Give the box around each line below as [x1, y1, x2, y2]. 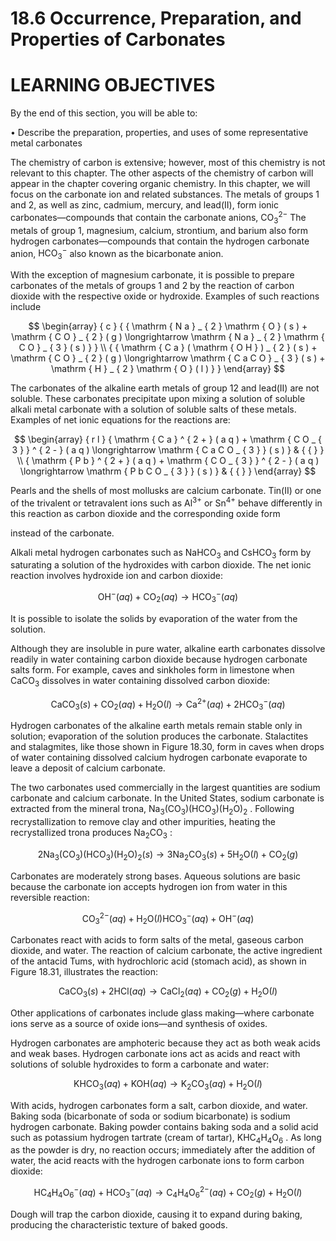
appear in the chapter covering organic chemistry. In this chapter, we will [10, 178, 311, 190]
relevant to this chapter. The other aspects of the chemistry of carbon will [10, 167, 314, 179]
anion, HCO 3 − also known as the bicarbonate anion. [10, 245, 224, 262]
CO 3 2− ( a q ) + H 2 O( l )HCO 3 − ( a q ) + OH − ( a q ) [81, 910, 255, 927]
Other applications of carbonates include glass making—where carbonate [10, 1007, 315, 1019]
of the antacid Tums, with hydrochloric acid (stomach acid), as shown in [10, 955, 307, 967]
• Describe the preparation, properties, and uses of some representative [10, 127, 309, 139]
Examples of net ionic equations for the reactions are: [10, 414, 231, 426]
